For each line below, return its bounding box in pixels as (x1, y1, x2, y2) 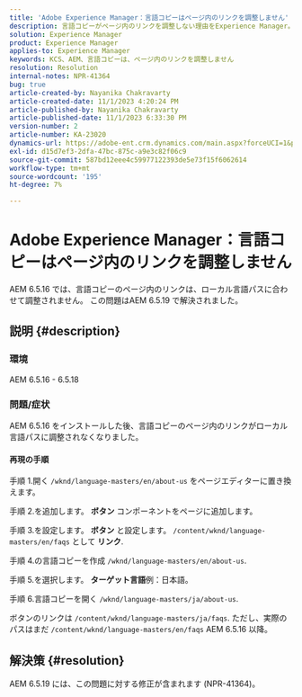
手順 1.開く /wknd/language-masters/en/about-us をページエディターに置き (9, 476, 284, 487)
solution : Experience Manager (9, 30, 123, 39)
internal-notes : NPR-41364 (9, 72, 111, 81)
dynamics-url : (9, 139, 63, 147)
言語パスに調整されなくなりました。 (9, 432, 144, 442)
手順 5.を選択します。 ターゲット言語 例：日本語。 (9, 575, 193, 585)
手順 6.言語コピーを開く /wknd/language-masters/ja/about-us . (9, 594, 239, 604)
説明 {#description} (9, 324, 121, 339)
